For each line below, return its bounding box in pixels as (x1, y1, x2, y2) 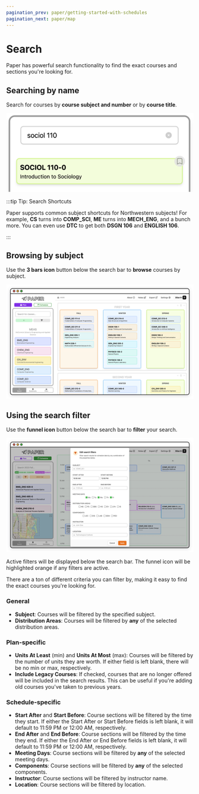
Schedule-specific (6, 698, 61, 706)
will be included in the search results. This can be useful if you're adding (14, 677, 193, 684)
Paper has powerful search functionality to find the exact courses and (6, 62, 177, 69)
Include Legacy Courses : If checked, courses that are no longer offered (14, 671, 192, 678)
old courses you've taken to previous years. (14, 683, 122, 691)
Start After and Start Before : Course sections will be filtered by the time (14, 711, 192, 719)
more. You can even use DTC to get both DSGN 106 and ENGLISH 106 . (6, 222, 179, 229)
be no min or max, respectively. (14, 664, 92, 671)
